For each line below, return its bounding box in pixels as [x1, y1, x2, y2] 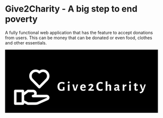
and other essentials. [5, 40, 47, 45]
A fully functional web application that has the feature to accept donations [5, 29, 153, 35]
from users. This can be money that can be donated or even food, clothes [5, 35, 152, 41]
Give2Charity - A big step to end [5, 3, 138, 15]
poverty [5, 14, 38, 25]
